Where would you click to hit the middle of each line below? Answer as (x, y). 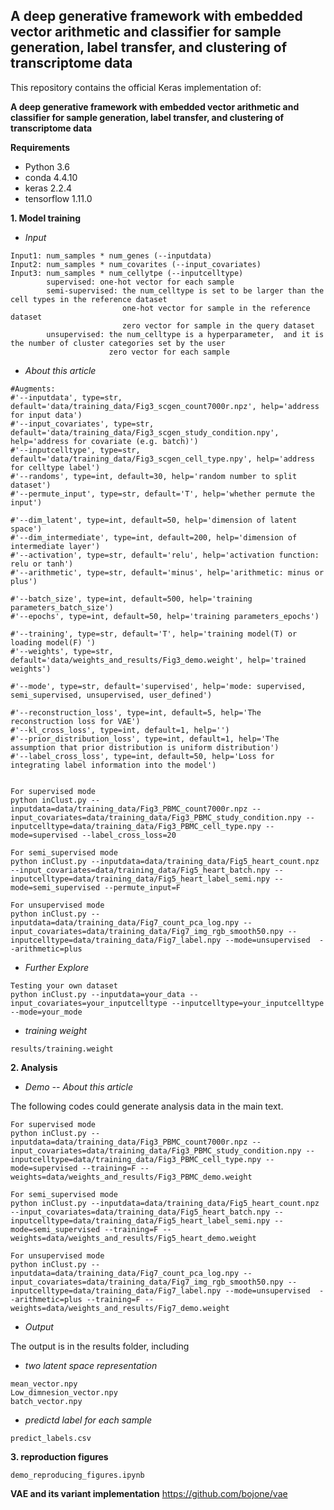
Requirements (40, 147)
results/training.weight (62, 1049)
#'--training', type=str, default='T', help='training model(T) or (154, 634)
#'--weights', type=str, (62, 651)
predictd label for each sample (88, 1420)
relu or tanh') (42, 564)
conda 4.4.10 (51, 177)
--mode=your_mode (46, 1012)
